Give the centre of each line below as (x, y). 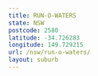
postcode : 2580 (33, 30)
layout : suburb (33, 60)
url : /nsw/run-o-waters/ (49, 52)
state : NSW (26, 23)
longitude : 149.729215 (46, 45)
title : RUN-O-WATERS (43, 15)
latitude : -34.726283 (44, 38)
